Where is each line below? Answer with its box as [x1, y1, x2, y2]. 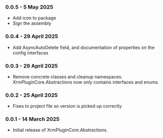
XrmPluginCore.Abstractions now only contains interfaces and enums [12, 79, 158, 85]
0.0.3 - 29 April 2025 [5, 62, 58, 69]
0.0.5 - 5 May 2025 [5, 4, 54, 11]
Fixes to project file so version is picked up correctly [12, 103, 122, 109]
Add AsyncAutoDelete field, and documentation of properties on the [12, 44, 155, 50]
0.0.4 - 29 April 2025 [5, 33, 58, 40]
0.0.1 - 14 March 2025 [5, 116, 60, 123]
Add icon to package [12, 15, 57, 21]
